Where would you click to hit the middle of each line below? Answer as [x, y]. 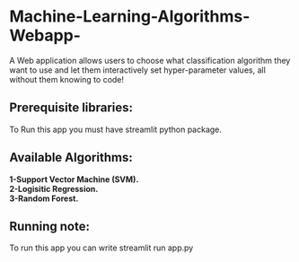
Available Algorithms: [71, 157]
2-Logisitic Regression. [54, 188]
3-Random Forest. [44, 198]
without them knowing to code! [66, 79]
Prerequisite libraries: [71, 108]
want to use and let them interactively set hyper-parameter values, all [138, 70]
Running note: [49, 226]
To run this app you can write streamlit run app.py [101, 248]
